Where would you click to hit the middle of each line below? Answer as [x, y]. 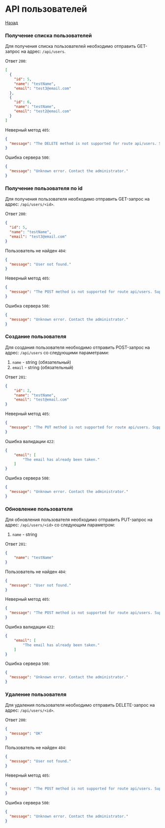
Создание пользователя [36, 337]
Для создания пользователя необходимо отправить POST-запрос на [78, 347]
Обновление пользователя [39, 509]
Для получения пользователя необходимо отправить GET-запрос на [77, 199]
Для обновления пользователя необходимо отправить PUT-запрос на [79, 520]
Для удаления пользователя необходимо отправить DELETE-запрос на [80, 705]
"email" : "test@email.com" [41, 400]
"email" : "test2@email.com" [42, 111]
